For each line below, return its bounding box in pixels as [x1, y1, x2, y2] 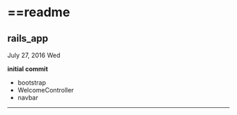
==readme [7, 4, 71, 20]
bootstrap [17, 78, 47, 87]
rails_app [7, 32, 49, 44]
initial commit [7, 65, 48, 73]
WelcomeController [17, 86, 74, 94]
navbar [17, 93, 39, 102]
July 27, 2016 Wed [7, 51, 61, 59]
